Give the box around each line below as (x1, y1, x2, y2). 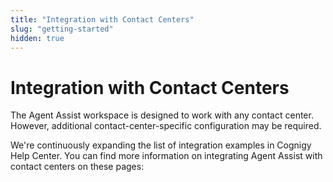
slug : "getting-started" (10, 24, 114, 34)
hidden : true (10, 33, 65, 43)
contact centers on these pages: (10, 161, 145, 173)
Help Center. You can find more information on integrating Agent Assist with (10, 150, 323, 162)
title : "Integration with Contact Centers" (10, 14, 195, 25)
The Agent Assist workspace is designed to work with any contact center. (10, 109, 314, 121)
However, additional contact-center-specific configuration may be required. (10, 120, 322, 132)
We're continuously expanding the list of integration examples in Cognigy (10, 139, 312, 151)
